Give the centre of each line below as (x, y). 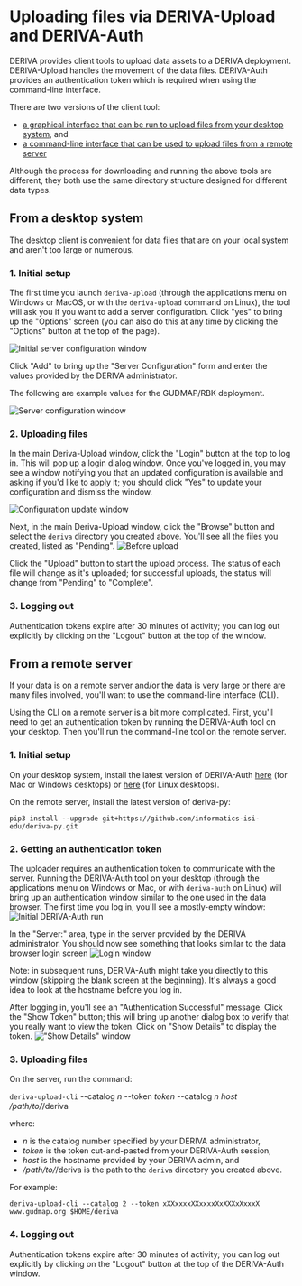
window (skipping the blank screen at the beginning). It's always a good (143, 980)
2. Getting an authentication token (86, 848)
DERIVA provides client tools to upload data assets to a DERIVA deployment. (150, 60)
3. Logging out (42, 606)
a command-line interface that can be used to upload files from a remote (157, 143)
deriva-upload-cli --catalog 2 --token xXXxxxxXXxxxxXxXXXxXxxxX (134, 1204)
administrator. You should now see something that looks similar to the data (148, 944)
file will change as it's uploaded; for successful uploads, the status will (141, 573)
